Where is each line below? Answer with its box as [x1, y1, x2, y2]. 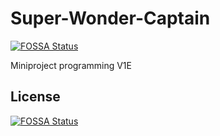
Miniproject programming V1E [10, 59, 132, 71]
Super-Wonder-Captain [10, 7, 211, 30]
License [10, 88, 61, 106]
